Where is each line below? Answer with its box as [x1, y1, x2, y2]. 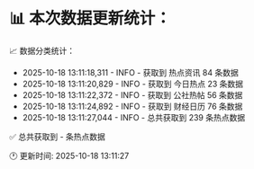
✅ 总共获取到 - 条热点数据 [9, 131, 106, 142]
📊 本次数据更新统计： [9, 8, 171, 29]
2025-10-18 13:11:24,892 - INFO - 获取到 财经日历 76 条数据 [22, 101, 243, 111]
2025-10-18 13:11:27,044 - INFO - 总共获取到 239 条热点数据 [22, 111, 246, 122]
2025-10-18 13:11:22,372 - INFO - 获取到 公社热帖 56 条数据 [22, 89, 243, 100]
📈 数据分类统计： [9, 45, 75, 56]
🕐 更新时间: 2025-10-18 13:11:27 [9, 150, 130, 161]
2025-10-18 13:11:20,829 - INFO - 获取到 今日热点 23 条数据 [22, 78, 244, 89]
